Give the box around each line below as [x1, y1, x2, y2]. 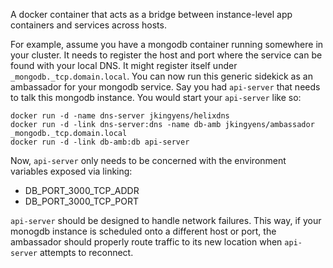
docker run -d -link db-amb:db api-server [10, 137, 190, 147]
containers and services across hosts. [10, 19, 167, 31]
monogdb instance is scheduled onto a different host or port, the [10, 225, 277, 237]
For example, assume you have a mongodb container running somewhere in [10, 39, 324, 50]
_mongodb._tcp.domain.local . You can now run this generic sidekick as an [10, 70, 313, 82]
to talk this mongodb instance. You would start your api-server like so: [10, 92, 302, 103]
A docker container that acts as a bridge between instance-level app [10, 9, 293, 20]
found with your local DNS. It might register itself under [10, 60, 238, 71]
